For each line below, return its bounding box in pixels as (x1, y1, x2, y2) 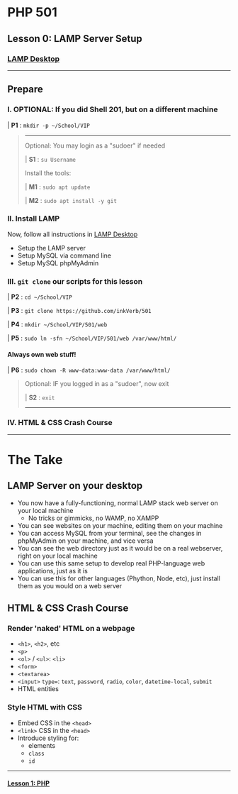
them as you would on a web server (17, 581, 123, 590)
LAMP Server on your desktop (7, 480, 143, 492)
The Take (7, 451, 63, 468)
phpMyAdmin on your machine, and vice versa (17, 536, 154, 545)
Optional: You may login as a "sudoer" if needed (24, 141, 166, 150)
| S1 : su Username (24, 155, 76, 163)
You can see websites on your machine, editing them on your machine (17, 521, 223, 529)
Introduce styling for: (17, 734, 79, 742)
